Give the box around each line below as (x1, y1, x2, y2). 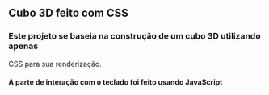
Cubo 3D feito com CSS (8, 6, 129, 20)
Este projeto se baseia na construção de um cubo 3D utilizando (8, 31, 261, 42)
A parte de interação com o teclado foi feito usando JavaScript (8, 77, 223, 87)
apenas (8, 40, 39, 52)
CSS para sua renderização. (8, 59, 103, 68)
